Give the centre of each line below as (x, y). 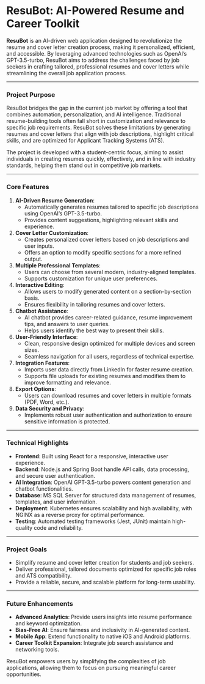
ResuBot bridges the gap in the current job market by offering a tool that (97, 108)
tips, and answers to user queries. (67, 324)
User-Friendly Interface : (46, 336)
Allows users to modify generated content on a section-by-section (108, 291)
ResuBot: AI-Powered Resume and (95, 11)
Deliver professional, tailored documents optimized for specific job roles (106, 569)
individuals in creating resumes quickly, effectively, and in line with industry (101, 159)
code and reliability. (58, 527)
